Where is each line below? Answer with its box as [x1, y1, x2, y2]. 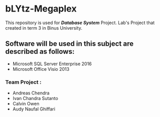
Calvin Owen [12, 101, 39, 107]
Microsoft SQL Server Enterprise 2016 [12, 61, 92, 67]
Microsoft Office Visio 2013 [12, 66, 70, 72]
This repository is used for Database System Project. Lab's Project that [5, 20, 155, 26]
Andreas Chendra [12, 90, 50, 96]
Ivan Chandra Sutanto [12, 95, 58, 101]
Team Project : [5, 78, 42, 85]
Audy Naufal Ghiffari [12, 106, 56, 112]
